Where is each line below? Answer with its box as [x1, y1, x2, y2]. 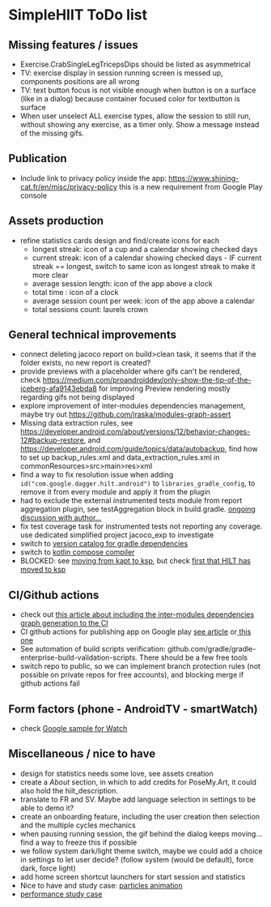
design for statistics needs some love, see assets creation [19, 768, 214, 778]
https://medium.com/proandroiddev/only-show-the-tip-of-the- [42, 375, 252, 385]
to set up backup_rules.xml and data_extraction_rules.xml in [19, 452, 220, 463]
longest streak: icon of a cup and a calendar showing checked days [32, 244, 258, 254]
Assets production [8, 214, 104, 228]
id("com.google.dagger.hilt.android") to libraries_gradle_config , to [19, 478, 256, 488]
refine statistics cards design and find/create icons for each [19, 235, 220, 245]
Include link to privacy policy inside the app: [19, 173, 167, 183]
